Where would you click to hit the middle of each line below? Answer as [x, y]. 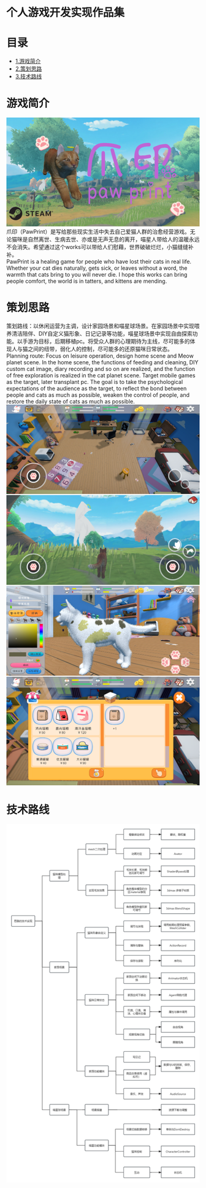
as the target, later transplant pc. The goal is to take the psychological [95, 381]
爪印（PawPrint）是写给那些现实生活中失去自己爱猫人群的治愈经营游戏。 [98, 231]
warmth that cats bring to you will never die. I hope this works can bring [97, 274]
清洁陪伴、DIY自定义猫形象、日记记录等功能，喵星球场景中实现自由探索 [102, 333]
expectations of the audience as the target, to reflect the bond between [97, 388]
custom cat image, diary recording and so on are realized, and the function [101, 369]
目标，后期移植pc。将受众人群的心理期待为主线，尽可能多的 [114, 341]
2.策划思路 [29, 69]
